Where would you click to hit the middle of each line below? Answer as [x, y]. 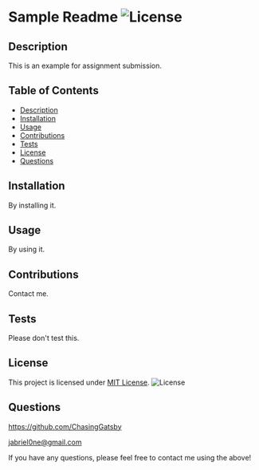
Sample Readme [63, 17]
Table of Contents [54, 91]
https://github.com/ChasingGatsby [65, 426]
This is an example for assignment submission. [85, 65]
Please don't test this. [44, 338]
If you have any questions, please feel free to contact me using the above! [130, 457]
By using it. [27, 249]
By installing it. [32, 205]
